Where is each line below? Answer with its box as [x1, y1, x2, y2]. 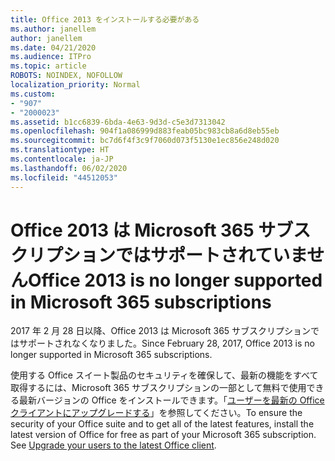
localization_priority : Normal [10, 80, 141, 90]
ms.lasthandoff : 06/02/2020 [10, 163, 128, 173]
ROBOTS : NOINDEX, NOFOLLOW [10, 71, 123, 81]
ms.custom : [10, 89, 56, 99]
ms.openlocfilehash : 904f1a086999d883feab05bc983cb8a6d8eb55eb [10, 126, 280, 136]
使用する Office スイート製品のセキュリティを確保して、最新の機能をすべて [10, 369, 319, 381]
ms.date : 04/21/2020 [10, 42, 97, 53]
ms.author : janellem [10, 24, 97, 34]
